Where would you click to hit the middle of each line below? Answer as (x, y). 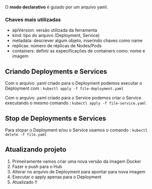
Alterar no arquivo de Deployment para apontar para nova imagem (79, 171)
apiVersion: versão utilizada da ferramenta (55, 30)
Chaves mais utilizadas (33, 19)
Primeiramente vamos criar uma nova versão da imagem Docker (76, 161)
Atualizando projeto (36, 150)
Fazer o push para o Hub (37, 166)
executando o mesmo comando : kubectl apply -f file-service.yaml (76, 103)
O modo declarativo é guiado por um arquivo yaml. (57, 7)
